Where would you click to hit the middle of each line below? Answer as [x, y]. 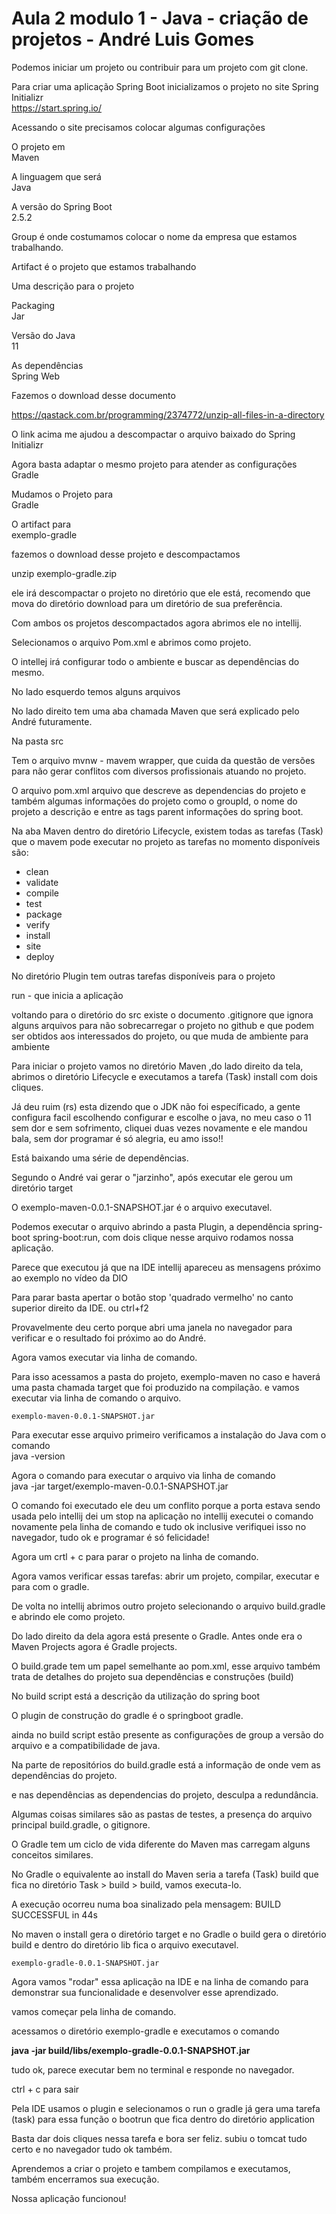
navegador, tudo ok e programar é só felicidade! [110, 1537]
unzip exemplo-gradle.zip [64, 573]
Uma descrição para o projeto [73, 286]
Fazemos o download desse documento [93, 395]
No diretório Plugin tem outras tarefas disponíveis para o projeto [143, 976]
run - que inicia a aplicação [67, 995]
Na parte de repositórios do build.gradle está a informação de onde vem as [166, 1764]
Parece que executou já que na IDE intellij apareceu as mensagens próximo [166, 1267]
